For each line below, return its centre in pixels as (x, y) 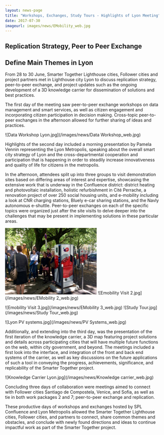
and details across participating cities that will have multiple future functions (82, 342)
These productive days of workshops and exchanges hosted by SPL (74, 407)
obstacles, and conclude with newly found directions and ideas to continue (81, 422)
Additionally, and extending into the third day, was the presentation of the (79, 331)
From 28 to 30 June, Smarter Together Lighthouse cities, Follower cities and (82, 74)
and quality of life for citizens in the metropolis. (52, 165)
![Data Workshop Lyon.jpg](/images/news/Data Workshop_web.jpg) (73, 135)
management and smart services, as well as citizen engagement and (74, 110)
